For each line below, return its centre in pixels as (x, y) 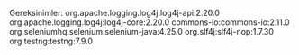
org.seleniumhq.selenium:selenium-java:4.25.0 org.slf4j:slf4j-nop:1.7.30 (142, 31)
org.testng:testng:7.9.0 (51, 41)
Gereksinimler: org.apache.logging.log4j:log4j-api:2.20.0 (115, 13)
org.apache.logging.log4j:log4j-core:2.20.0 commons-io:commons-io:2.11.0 (149, 22)
